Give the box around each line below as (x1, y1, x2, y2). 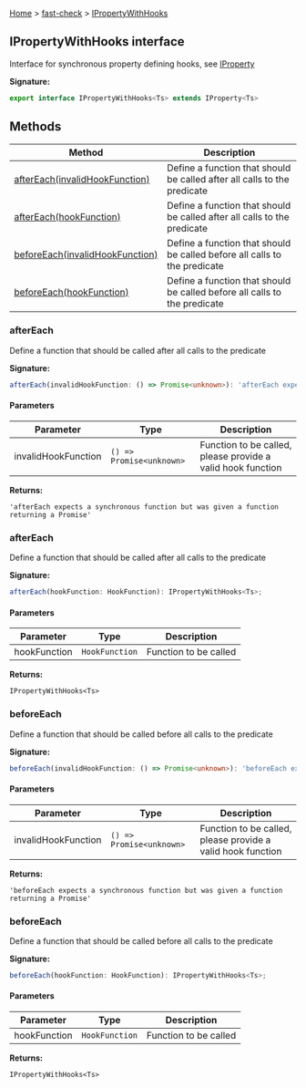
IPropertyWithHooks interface (9, 34, 185, 49)
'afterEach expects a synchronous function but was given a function (9, 502, 280, 512)
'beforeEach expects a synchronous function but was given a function (9, 886, 283, 895)
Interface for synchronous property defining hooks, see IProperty (9, 58, 255, 69)
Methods (9, 119, 62, 135)
